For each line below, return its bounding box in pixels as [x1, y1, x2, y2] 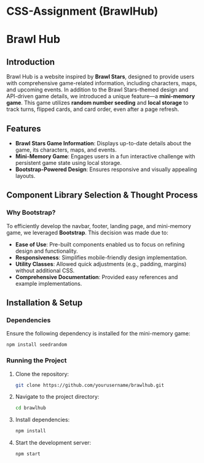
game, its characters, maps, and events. [15, 146, 117, 153]
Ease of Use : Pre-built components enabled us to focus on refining [15, 240, 185, 248]
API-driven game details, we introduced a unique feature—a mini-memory [6, 93, 195, 100]
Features [6, 123, 41, 134]
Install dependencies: [15, 416, 70, 424]
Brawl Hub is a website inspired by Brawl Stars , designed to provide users [6, 73, 195, 80]
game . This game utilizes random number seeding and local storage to [6, 99, 189, 107]
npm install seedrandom [6, 342, 68, 348]
